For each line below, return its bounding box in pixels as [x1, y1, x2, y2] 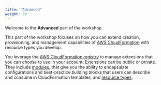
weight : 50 [5, 12, 27, 16]
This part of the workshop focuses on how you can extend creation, [5, 34, 140, 40]
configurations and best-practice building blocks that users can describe [5, 69, 150, 75]
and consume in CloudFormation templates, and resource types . [5, 74, 133, 80]
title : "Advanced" [5, 7, 42, 12]
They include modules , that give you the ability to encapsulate [5, 64, 129, 70]
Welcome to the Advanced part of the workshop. [5, 25, 103, 30]
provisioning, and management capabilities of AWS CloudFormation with [5, 39, 149, 45]
